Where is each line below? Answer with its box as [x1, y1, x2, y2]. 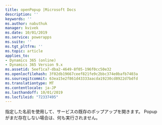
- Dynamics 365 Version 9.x [5, 62, 63, 67]
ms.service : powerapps [5, 35, 52, 40]
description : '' [5, 12, 39, 17]
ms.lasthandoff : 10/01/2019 [5, 90, 63, 95]
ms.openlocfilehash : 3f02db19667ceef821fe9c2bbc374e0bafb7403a [5, 72, 138, 77]
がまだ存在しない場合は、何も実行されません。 [5, 115, 100, 121]
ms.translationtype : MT [5, 81, 54, 85]
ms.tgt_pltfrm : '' [5, 44, 43, 49]
